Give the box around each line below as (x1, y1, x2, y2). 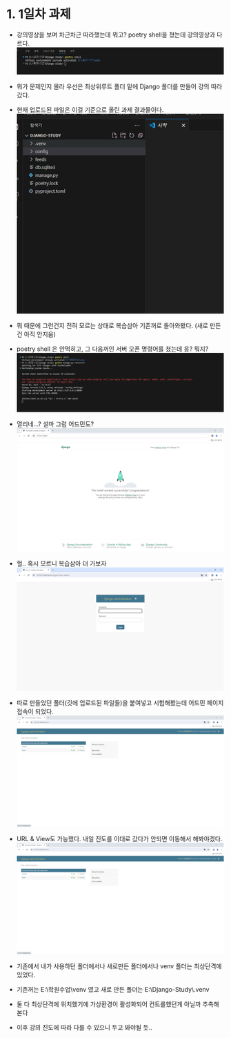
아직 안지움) (23, 329, 57, 338)
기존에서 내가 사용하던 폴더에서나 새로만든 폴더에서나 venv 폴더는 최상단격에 (16, 962, 222, 970)
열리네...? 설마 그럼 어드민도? (16, 420, 94, 428)
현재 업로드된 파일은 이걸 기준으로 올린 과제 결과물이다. (16, 106, 164, 114)
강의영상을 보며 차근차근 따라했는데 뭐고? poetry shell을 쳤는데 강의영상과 (16, 30, 215, 39)
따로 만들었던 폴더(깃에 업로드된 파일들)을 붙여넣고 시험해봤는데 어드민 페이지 (16, 699, 224, 707)
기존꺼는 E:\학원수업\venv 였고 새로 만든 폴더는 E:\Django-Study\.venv (16, 986, 210, 994)
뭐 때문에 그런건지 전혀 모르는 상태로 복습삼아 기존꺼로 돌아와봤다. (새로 (16, 321, 208, 329)
